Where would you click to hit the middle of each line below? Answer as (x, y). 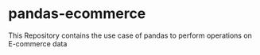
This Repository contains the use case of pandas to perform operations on (130, 35)
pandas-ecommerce (77, 14)
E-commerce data (38, 43)
